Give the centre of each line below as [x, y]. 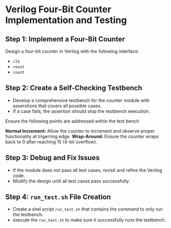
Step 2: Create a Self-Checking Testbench [74, 88]
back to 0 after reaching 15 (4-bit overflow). [51, 142]
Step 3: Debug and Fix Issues [53, 158]
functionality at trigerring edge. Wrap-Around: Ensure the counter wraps [82, 136]
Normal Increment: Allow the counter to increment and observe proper [80, 131]
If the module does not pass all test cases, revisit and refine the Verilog [87, 170]
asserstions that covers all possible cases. [57, 106]
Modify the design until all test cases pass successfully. [71, 181]
